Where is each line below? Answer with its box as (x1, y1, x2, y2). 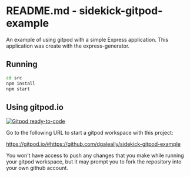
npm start (6, 86, 31, 92)
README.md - (6, 4, 77, 18)
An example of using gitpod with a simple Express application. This (6, 36, 169, 43)
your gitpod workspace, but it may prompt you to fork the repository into (6, 158, 182, 165)
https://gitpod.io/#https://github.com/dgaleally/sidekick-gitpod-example (6, 141, 181, 148)
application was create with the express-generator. (6, 42, 130, 49)
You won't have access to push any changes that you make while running (6, 152, 184, 159)
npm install (6, 81, 35, 86)
